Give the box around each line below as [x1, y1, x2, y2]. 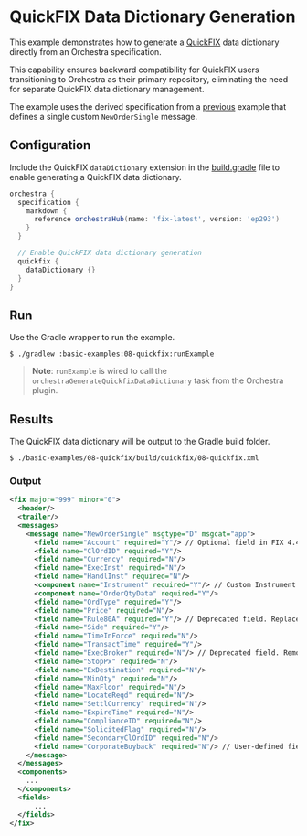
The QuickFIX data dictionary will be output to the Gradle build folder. [9, 436, 270, 446]
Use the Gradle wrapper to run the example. [9, 332, 175, 343]
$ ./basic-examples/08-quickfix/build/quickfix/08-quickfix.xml [9, 454, 259, 463]
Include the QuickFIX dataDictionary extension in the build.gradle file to [9, 162, 281, 173]
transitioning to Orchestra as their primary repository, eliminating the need [9, 73, 289, 84]
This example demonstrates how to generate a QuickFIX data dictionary [9, 37, 280, 48]
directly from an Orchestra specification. [9, 46, 162, 57]
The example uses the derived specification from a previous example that [9, 101, 287, 112]
